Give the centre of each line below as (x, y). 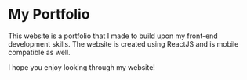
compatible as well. (39, 52)
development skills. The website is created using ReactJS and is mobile (123, 43)
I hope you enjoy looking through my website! (82, 67)
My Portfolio (49, 14)
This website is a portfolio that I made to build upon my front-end (113, 36)
